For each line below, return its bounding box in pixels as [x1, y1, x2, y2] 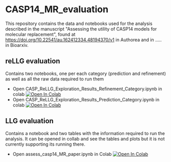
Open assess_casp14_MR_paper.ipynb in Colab [12, 151, 112, 157]
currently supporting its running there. [5, 141, 86, 147]
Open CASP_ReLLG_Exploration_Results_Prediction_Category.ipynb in [12, 96, 160, 102]
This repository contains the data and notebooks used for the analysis [5, 20, 153, 26]
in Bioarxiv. [5, 42, 29, 48]
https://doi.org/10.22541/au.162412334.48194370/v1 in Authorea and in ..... [5, 37, 162, 43]
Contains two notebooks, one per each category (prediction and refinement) [5, 70, 166, 76]
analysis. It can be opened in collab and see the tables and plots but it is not [5, 136, 165, 142]
